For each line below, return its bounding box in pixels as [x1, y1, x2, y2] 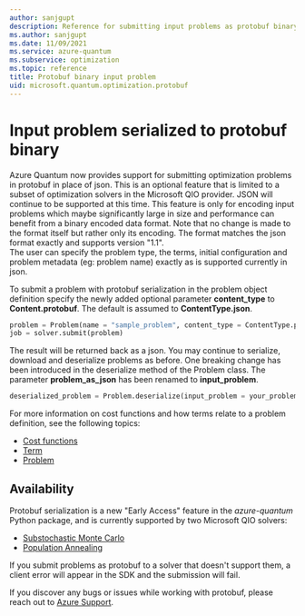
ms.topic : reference [9, 65, 88, 74]
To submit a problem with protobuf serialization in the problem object [9, 283, 268, 294]
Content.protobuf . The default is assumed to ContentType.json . [9, 303, 252, 313]
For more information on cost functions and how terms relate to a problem [9, 408, 286, 419]
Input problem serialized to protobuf [9, 120, 288, 141]
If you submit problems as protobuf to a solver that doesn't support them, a [9, 560, 291, 571]
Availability [9, 481, 74, 496]
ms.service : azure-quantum [9, 47, 112, 56]
